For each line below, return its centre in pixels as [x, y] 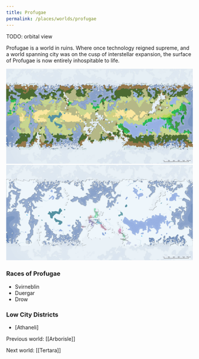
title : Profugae [26, 12]
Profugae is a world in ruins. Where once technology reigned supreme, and [98, 48]
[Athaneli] [27, 327]
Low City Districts [32, 315]
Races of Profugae [33, 274]
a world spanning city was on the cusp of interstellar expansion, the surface [99, 54]
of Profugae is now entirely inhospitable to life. [63, 60]
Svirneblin [27, 286]
